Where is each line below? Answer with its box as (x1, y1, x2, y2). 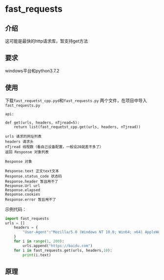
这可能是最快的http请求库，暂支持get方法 (5, 38, 88, 44)
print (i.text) (22, 253, 51, 257)
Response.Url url (5, 183, 41, 188)
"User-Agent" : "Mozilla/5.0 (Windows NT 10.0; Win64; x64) (22, 229, 143, 235)
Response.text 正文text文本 (5, 168, 60, 174)
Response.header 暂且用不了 (5, 179, 59, 184)
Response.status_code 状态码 (5, 174, 62, 178)
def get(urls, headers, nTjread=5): (5, 120, 80, 125)
